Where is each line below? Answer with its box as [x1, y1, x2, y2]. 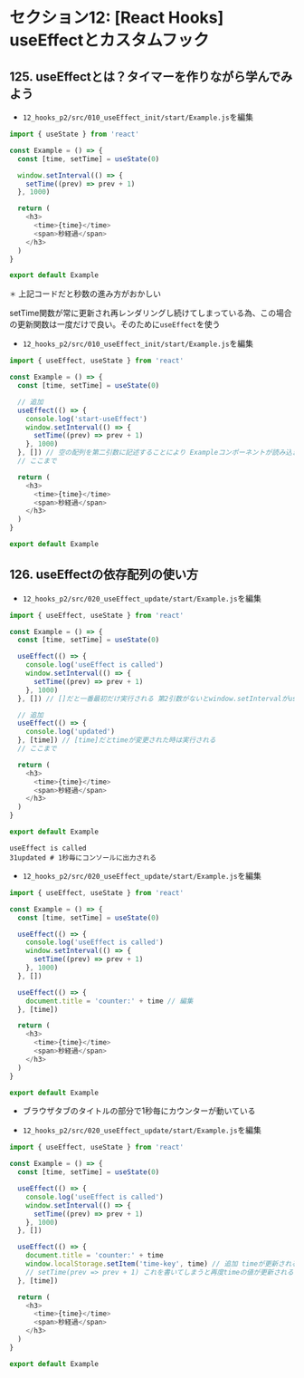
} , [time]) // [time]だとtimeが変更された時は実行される [17, 736, 216, 745]
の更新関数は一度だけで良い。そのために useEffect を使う [9, 319, 221, 330]
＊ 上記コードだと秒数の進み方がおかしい [9, 288, 161, 299]
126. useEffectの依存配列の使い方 [9, 567, 199, 583]
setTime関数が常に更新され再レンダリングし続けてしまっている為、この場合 [9, 308, 292, 319]
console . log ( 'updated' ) [25, 728, 116, 737]
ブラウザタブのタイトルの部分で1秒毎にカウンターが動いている [22, 1105, 256, 1116]
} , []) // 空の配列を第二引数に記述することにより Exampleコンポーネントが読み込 [17, 448, 292, 458]
